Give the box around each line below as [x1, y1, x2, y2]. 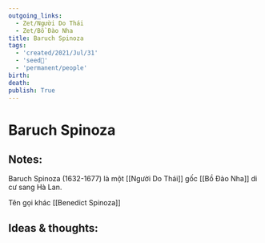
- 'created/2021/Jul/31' [15, 49, 98, 57]
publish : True [8, 86, 56, 95]
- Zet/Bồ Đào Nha [15, 26, 74, 34]
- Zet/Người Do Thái [15, 19, 84, 27]
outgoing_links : [8, 11, 62, 20]
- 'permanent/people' [15, 64, 88, 72]
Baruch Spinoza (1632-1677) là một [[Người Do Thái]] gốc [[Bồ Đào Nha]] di [8, 174, 258, 184]
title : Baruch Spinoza [8, 34, 84, 43]
